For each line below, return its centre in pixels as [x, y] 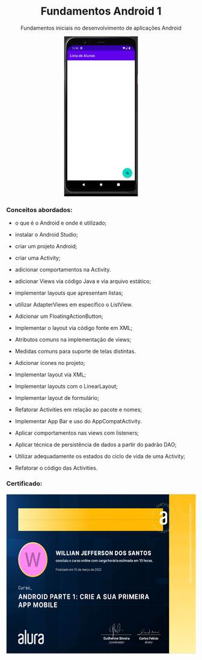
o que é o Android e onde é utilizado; [61, 223]
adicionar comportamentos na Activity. [63, 270]
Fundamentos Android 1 [101, 11]
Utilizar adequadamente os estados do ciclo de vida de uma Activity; [100, 456]
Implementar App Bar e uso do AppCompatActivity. [78, 422]
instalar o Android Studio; [46, 235]
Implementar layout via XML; [50, 375]
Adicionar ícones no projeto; [50, 363]
